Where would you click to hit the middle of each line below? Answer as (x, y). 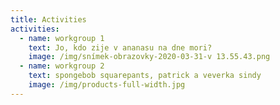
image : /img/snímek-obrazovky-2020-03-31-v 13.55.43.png (149, 57)
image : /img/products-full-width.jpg (107, 85)
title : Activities (48, 19)
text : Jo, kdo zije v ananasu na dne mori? (120, 47)
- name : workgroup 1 (62, 38)
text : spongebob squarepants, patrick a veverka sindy (145, 76)
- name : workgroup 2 (62, 66)
